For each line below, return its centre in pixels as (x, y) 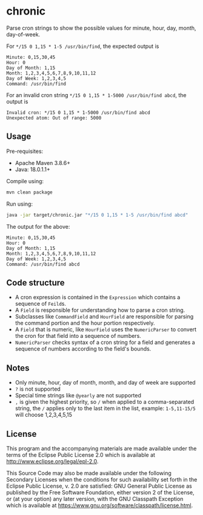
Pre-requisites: (25, 151)
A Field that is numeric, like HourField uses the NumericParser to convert (106, 329)
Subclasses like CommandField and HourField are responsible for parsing (104, 317)
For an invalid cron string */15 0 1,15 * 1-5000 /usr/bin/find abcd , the (96, 95)
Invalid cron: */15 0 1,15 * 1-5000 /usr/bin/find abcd (78, 113)
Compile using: (25, 181)
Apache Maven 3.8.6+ (43, 163)
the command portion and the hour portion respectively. (85, 323)
